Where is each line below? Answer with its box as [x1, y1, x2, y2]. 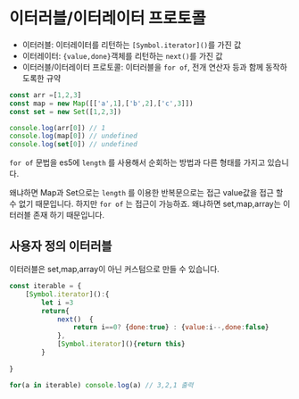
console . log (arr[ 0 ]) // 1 [9, 123, 105, 132]
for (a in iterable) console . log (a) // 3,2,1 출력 [9, 380, 194, 389]
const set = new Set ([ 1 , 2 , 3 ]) [9, 107, 122, 116]
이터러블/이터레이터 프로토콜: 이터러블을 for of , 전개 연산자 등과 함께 [21, 62, 264, 72]
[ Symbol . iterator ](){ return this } [56, 340, 186, 349]
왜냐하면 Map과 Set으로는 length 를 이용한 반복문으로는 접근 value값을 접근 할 [9, 187, 284, 198]
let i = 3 [41, 298, 74, 307]
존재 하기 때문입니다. [32, 210, 105, 220]
